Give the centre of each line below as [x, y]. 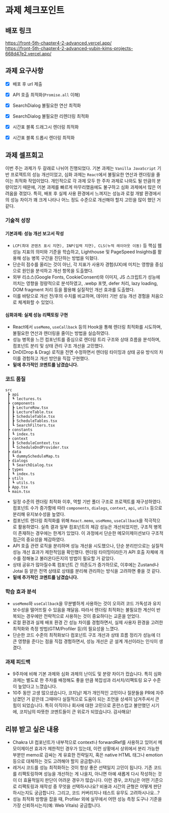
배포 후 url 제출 [27, 84]
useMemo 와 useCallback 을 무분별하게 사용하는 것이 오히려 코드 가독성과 [82, 603]
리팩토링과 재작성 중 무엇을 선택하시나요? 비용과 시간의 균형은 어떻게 [85, 787]
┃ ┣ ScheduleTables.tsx [32, 421]
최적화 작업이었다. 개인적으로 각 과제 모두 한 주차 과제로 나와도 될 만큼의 [85, 181]
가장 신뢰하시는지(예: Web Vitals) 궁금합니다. [57, 805]
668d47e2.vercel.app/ [29, 54]
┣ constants [20, 429]
